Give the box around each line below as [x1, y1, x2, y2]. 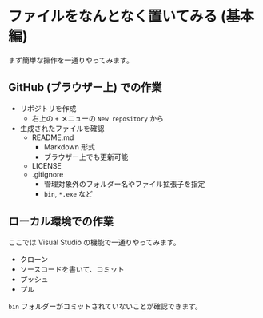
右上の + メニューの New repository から [31, 113, 164, 123]
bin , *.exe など [43, 189, 94, 198]
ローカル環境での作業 [8, 215, 114, 229]
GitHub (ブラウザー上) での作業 [8, 81, 162, 94]
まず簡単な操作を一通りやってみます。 [8, 55, 133, 65]
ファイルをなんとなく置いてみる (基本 [8, 7, 254, 26]
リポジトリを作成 [19, 103, 77, 113]
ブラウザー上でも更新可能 [43, 152, 129, 161]
